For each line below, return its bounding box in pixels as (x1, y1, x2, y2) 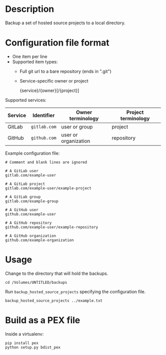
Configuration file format (5, 37, 110, 48)
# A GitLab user (5, 168, 39, 174)
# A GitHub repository (5, 220, 52, 225)
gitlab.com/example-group (5, 199, 58, 204)
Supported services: (5, 97, 47, 103)
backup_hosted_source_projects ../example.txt (5, 298, 103, 303)
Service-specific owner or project (19, 78, 89, 84)
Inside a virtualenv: (5, 331, 44, 337)
